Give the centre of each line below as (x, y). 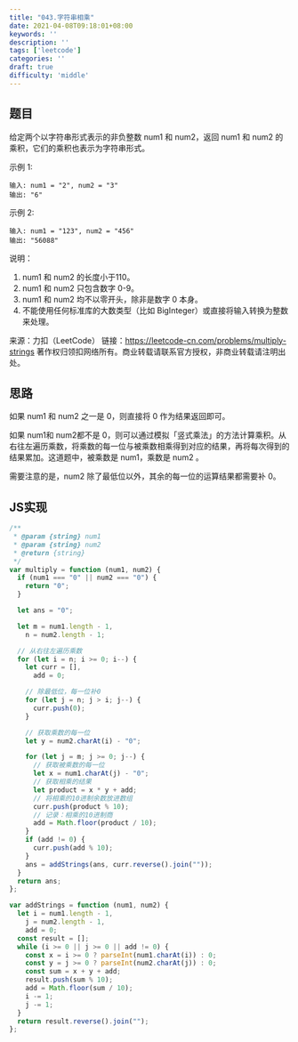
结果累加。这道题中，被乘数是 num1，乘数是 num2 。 (107, 457)
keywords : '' (33, 34)
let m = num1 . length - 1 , (65, 626)
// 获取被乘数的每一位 (68, 765)
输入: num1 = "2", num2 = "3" (64, 185)
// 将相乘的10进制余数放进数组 (83, 798)
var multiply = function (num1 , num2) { (85, 569)
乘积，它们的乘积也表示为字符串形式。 (79, 148)
